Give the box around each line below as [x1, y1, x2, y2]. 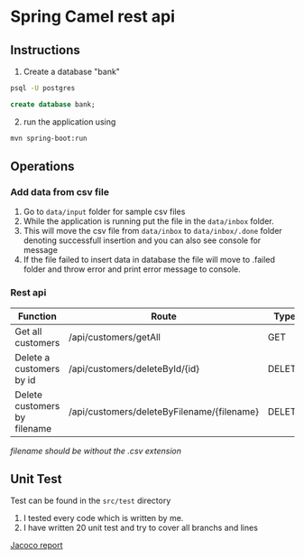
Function [17, 310, 57, 322]
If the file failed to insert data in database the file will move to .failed [23, 255, 276, 266]
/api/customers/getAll [68, 331, 161, 343]
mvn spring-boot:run [10, 134, 88, 143]
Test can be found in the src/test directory [10, 495, 171, 507]
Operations [10, 159, 75, 174]
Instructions [10, 42, 80, 58]
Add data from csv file [10, 185, 109, 198]
